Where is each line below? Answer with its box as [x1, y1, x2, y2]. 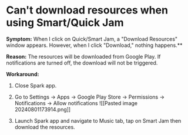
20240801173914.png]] [14, 106, 71, 113]
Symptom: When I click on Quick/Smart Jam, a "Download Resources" [6, 35, 178, 42]
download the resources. [14, 123, 75, 130]
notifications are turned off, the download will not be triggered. [6, 59, 158, 66]
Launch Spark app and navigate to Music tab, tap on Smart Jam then [14, 117, 182, 124]
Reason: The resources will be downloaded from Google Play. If [6, 53, 161, 60]
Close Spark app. [14, 82, 57, 89]
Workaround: [6, 70, 39, 77]
